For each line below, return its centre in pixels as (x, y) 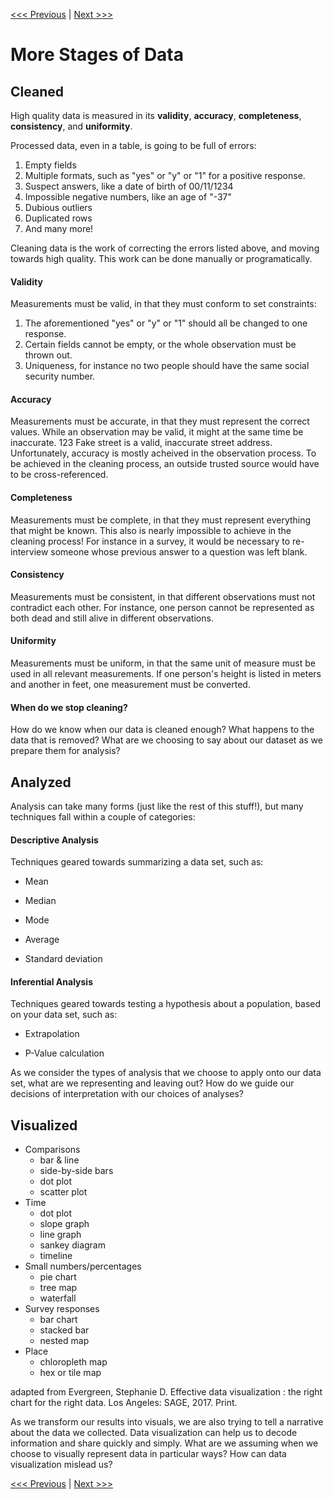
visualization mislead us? (61, 1465)
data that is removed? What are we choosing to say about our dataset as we (166, 740)
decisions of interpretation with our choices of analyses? (127, 1094)
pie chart (58, 1277)
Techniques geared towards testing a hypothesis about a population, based (166, 1004)
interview (29, 551)
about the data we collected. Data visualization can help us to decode (154, 1433)
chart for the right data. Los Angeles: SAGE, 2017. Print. (124, 1403)
